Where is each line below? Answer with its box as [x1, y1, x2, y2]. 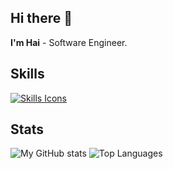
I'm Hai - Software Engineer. [10, 36, 128, 48]
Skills [10, 66, 45, 83]
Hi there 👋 [10, 10, 73, 27]
